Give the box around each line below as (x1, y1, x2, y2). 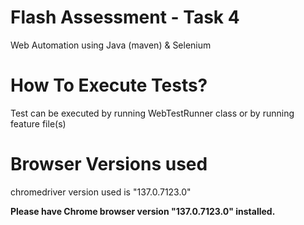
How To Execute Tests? (10, 74, 208, 97)
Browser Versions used (10, 153, 208, 176)
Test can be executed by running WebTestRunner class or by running (10, 107, 295, 119)
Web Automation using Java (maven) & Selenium (10, 39, 212, 51)
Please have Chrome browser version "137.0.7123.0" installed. (10, 205, 276, 217)
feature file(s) (10, 117, 67, 130)
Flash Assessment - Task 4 (10, 6, 240, 29)
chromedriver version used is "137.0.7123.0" (10, 186, 192, 198)
